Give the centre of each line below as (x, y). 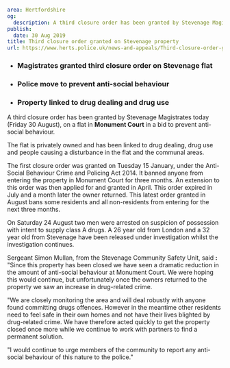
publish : (20, 29)
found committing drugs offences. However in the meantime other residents (114, 308)
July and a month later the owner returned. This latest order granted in (106, 195)
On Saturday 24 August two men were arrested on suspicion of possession (113, 223)
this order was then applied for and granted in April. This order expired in (110, 188)
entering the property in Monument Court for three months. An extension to (114, 180)
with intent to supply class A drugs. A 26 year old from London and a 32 (108, 230)
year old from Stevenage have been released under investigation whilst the (113, 237)
